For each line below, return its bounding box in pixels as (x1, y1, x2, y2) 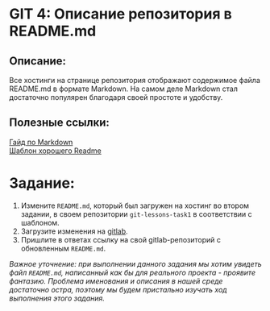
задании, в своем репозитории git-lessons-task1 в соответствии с (20, 209, 252, 218)
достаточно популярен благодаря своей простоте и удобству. (9, 93, 223, 102)
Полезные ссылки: (9, 116, 110, 130)
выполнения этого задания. (9, 293, 106, 303)
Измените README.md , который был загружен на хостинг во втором (20, 201, 249, 210)
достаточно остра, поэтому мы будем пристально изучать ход (9, 284, 228, 294)
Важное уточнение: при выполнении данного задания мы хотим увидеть (9, 259, 263, 268)
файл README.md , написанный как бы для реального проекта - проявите (9, 267, 256, 277)
